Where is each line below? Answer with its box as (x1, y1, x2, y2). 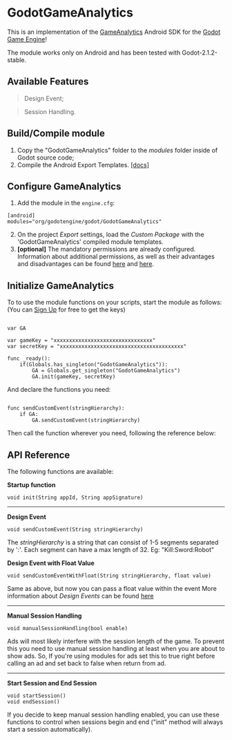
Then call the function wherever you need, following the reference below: (7, 429, 216, 437)
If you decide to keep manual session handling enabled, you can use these (7, 710, 220, 719)
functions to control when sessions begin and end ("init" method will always (7, 718, 223, 726)
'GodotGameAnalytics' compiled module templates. (17, 238, 164, 246)
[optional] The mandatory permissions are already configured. (17, 245, 196, 254)
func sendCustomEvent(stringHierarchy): (7, 405, 126, 412)
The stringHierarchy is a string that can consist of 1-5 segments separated (7, 538, 219, 547)
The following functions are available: (7, 468, 114, 475)
